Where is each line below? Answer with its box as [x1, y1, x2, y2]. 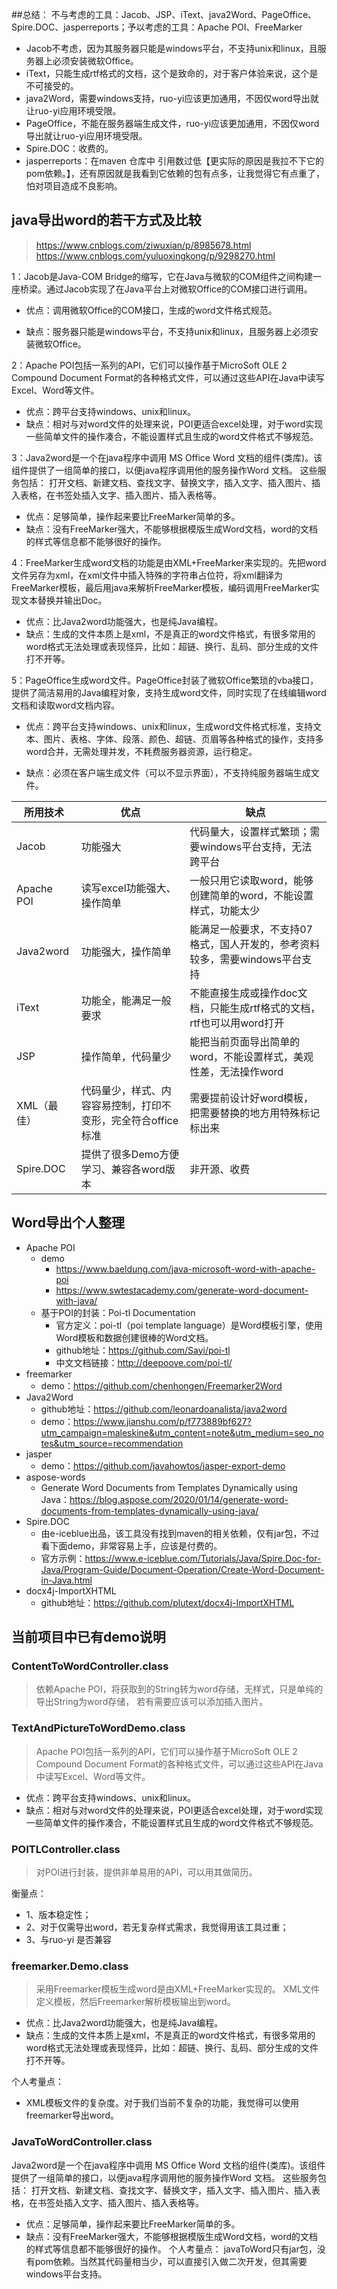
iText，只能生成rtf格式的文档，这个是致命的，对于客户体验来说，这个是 [25, 68, 319, 79]
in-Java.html [40, 1574, 93, 1586]
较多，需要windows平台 [189, 952, 303, 966]
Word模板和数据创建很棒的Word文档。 [55, 1331, 214, 1343]
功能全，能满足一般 [80, 993, 172, 1007]
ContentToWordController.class [11, 1659, 169, 1673]
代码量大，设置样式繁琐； [189, 824, 311, 838]
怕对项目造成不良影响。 [25, 180, 123, 192]
